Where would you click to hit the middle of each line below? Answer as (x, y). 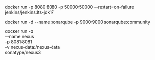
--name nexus (20, 37)
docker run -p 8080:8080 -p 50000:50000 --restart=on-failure (70, 7)
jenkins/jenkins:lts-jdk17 (30, 12)
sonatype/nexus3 (23, 52)
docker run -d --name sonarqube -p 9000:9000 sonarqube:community (77, 22)
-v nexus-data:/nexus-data (33, 47)
